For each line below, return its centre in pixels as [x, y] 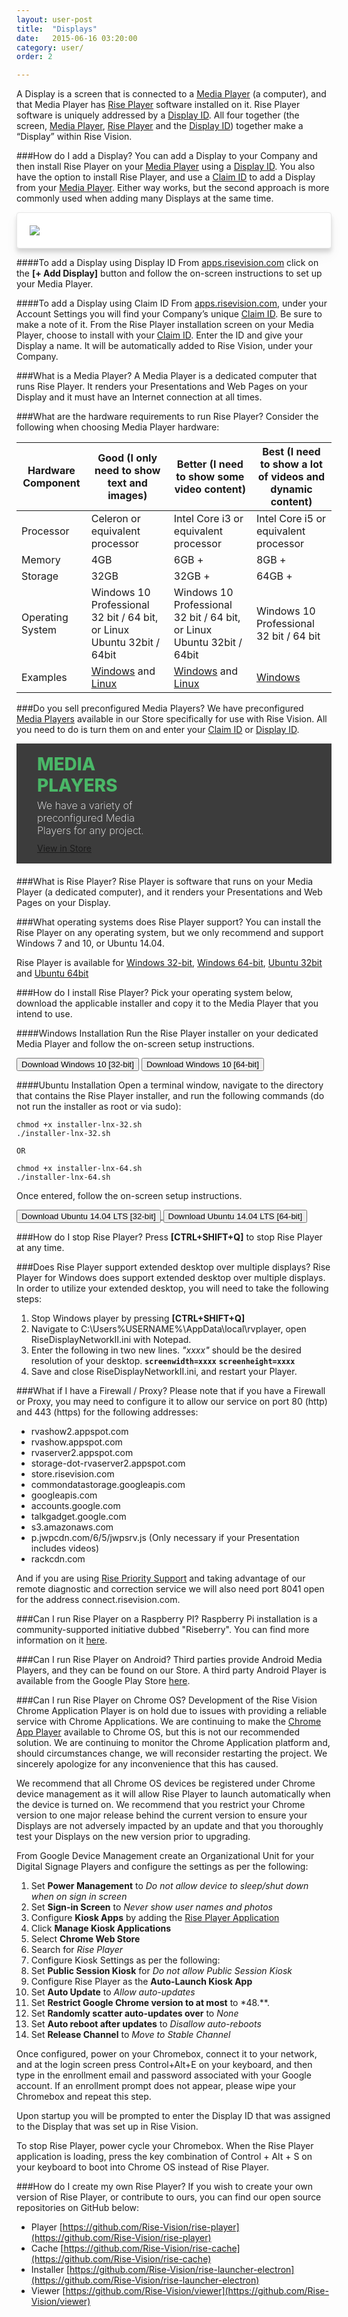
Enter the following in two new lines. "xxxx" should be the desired [166, 1350]
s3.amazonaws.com [72, 1527]
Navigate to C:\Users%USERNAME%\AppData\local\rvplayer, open [168, 1329]
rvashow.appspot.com [76, 1442]
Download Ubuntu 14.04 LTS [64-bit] [235, 1216]
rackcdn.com [58, 1559]
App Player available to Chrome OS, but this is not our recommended [158, 1732]
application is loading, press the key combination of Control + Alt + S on [164, 2157]
